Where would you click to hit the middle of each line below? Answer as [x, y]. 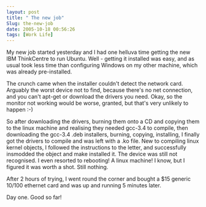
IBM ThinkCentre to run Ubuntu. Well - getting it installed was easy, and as [101, 59]
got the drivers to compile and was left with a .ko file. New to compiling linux [103, 141]
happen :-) [20, 110]
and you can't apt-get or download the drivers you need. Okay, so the [94, 97]
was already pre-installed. [39, 72]
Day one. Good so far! [34, 197]
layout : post [23, 12]
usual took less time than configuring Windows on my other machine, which [102, 66]
